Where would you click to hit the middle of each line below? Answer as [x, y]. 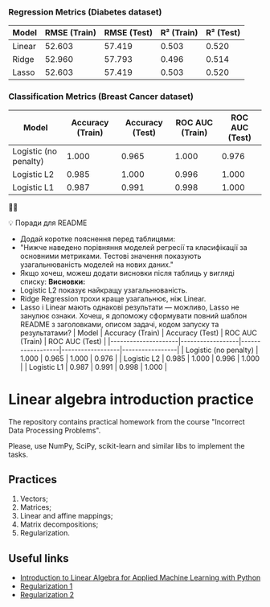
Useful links [39, 558]
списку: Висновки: [53, 281]
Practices [33, 480]
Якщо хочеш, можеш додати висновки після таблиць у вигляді [127, 273]
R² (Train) [179, 33]
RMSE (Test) [128, 33]
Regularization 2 [47, 595]
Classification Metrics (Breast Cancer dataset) [101, 96]
